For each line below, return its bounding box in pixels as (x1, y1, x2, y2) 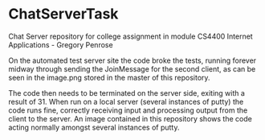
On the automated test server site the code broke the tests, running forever (8, 56, 257, 65)
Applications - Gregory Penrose (8, 39, 114, 49)
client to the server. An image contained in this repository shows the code (8, 113, 253, 123)
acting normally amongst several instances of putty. (8, 122, 180, 132)
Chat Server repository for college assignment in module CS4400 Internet (8, 31, 253, 41)
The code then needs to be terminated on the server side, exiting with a (8, 88, 245, 97)
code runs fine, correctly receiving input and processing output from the (8, 105, 248, 115)
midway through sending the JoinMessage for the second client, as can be (8, 64, 256, 73)
